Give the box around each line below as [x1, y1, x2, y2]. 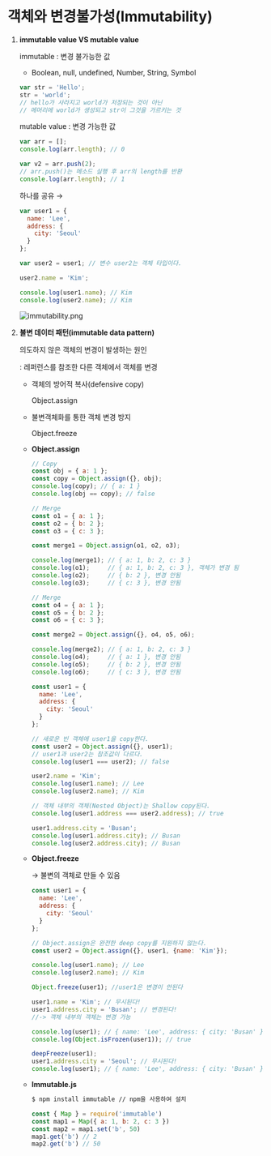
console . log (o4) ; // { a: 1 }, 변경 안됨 [31, 653, 181, 661]
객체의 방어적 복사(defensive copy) [31, 379, 145, 389]
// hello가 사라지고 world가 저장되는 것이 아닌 [19, 98, 163, 106]
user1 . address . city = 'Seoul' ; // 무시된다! [31, 1057, 177, 1066]
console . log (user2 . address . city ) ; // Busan [31, 839, 181, 847]
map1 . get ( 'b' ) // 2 [31, 1132, 98, 1141]
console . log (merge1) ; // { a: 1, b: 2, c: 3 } [31, 556, 192, 564]
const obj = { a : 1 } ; [31, 467, 108, 475]
